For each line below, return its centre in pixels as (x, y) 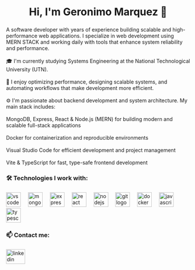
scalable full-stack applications (43, 126)
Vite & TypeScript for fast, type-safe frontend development (77, 162)
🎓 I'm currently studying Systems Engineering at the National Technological (98, 61)
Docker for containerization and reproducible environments (77, 138)
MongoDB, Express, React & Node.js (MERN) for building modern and (90, 119)
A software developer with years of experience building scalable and (89, 30)
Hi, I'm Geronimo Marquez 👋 (98, 12)
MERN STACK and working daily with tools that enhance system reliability (94, 42)
